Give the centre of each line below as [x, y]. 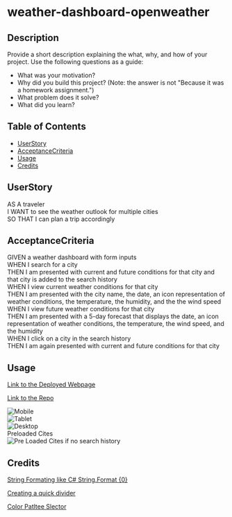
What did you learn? [46, 105]
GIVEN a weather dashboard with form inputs [72, 257]
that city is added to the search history [63, 279]
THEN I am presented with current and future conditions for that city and [111, 272]
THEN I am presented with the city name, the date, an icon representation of [116, 294]
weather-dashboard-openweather [108, 12]
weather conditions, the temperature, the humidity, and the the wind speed [114, 302]
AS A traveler [26, 204]
